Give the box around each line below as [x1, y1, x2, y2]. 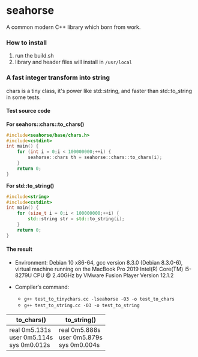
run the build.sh [14, 52, 54, 59]
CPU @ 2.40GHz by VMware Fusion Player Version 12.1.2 [32, 271, 174, 279]
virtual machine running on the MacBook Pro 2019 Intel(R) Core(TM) [14, 265, 184, 272]
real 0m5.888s [59, 325, 101, 334]
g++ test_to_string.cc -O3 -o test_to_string [23, 302, 140, 308]
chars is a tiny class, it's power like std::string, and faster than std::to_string [6, 87, 193, 94]
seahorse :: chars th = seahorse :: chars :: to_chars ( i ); [28, 154, 163, 161]
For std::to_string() [6, 182, 55, 189]
